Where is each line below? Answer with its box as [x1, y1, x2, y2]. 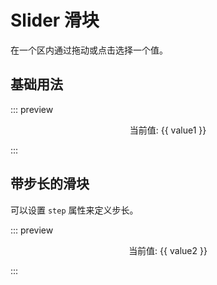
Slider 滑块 [10, 9, 100, 32]
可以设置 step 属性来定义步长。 [10, 204, 139, 216]
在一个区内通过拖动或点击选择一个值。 [10, 44, 168, 56]
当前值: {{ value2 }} [128, 244, 208, 256]
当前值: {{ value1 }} [129, 124, 207, 136]
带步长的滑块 [10, 176, 90, 193]
